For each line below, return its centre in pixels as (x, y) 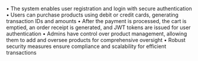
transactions (21, 52)
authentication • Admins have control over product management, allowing (97, 34)
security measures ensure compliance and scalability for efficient (86, 46)
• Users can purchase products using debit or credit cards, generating (92, 15)
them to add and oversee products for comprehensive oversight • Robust (96, 40)
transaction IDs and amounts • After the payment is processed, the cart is (96, 21)
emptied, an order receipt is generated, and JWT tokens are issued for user (99, 27)
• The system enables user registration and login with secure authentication (99, 9)
